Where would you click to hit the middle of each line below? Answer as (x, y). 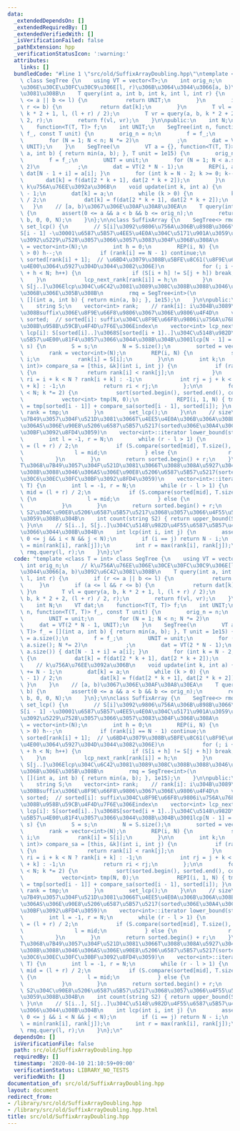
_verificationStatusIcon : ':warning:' (72, 54)
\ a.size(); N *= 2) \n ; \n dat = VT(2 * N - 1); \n (126, 645)
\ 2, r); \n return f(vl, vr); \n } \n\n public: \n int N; (124, 120)
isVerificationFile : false (54, 1044)
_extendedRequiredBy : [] (51, 27)
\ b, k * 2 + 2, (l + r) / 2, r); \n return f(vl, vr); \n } (126, 598)
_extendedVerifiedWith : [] (54, 34)
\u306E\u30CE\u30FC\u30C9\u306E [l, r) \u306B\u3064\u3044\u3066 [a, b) (126, 87)
